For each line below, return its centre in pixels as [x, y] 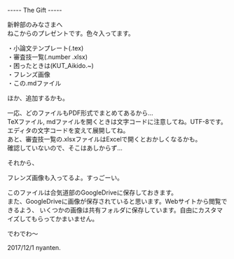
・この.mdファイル [34, 83]
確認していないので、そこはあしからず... [65, 148]
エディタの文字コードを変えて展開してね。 [68, 130]
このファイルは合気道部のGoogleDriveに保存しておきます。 [92, 192]
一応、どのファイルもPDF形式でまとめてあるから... [80, 113]
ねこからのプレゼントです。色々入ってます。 [71, 33]
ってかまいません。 [71, 219]
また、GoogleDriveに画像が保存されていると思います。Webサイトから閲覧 [115, 201]
